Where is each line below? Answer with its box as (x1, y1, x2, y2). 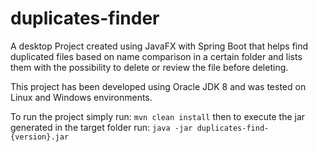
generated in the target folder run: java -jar (10, 121, 193, 133)
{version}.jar (10, 132, 70, 142)
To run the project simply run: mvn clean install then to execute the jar (10, 110, 306, 122)
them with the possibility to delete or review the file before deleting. (10, 61, 289, 73)
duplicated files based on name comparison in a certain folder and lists (10, 50, 303, 62)
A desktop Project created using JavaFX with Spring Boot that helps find (10, 40, 309, 52)
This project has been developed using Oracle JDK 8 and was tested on (10, 80, 307, 92)
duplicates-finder (10, 7, 160, 30)
